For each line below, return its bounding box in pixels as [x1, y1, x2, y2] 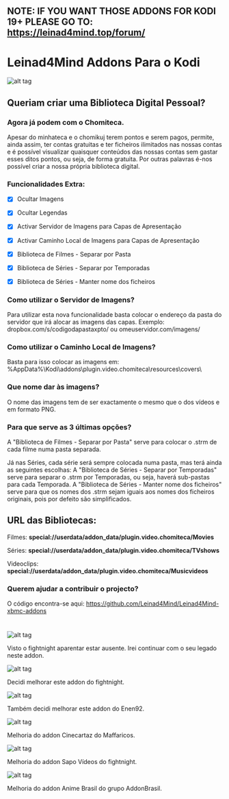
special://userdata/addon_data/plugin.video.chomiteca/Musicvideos [7, 567, 208, 575]
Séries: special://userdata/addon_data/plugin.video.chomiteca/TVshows [7, 546, 220, 554]
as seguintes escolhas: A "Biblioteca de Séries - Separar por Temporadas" [7, 466, 217, 474]
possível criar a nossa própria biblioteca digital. [7, 163, 140, 171]
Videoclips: [7, 559, 39, 568]
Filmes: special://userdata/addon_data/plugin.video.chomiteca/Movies [7, 533, 214, 541]
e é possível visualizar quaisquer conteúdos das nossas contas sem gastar [7, 147, 218, 156]
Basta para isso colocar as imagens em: [7, 358, 120, 366]
